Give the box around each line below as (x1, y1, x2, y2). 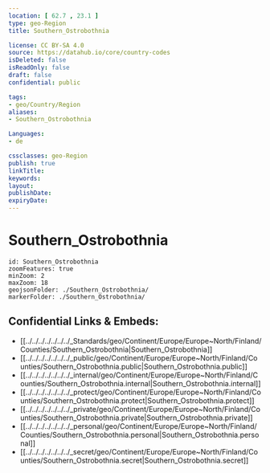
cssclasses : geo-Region (8, 152, 88, 160)
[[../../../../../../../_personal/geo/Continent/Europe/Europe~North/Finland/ (19, 421, 257, 430)
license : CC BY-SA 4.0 (8, 41, 84, 49)
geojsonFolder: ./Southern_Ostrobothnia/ (8, 286, 149, 294)
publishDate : (8, 190, 52, 198)
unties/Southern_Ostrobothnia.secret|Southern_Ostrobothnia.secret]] (19, 455, 249, 465)
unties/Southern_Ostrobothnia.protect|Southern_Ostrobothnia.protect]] (19, 395, 255, 406)
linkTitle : (8, 166, 45, 175)
